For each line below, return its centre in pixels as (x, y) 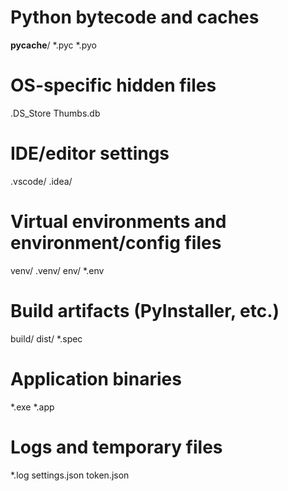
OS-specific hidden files (113, 85)
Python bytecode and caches (135, 17)
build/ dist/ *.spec (46, 338)
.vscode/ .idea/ (41, 181)
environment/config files (116, 243)
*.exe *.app (32, 407)
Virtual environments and (118, 222)
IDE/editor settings (90, 153)
